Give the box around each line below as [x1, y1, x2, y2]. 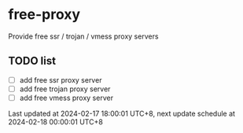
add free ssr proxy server [19, 75, 102, 84]
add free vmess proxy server [19, 93, 114, 102]
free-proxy [8, 6, 81, 24]
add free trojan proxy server [19, 84, 111, 94]
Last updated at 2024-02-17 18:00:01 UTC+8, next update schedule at [8, 109, 236, 118]
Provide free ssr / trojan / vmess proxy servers [8, 31, 159, 41]
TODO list [8, 54, 57, 68]
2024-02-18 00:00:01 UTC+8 [8, 116, 104, 127]
